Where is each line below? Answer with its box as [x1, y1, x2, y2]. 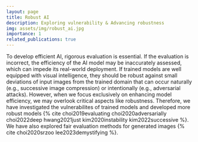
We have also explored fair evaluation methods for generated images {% [6, 123, 185, 129]
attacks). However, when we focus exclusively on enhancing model [6, 91, 172, 98]
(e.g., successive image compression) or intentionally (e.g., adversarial [6, 85, 181, 91]
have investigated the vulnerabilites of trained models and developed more [6, 104, 190, 110]
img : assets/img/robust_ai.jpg [6, 25, 84, 32]
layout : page [6, 8, 39, 15]
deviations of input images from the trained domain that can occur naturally [6, 78, 193, 85]
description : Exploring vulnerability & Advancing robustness [6, 20, 165, 26]
